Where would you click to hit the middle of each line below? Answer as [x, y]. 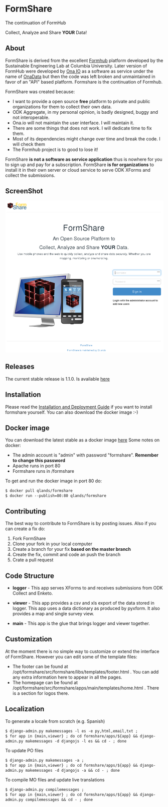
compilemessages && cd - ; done [59, 799]
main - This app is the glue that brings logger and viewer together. [81, 623]
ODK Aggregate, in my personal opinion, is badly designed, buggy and [85, 112]
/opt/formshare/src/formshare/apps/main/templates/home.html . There [86, 688]
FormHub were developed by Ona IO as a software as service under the [79, 71]
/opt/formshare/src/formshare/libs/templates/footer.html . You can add [86, 672]
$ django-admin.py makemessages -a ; [45, 760]
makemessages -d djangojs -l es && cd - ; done [76, 741]
